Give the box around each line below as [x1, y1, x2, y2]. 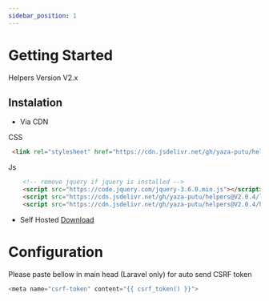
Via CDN [19, 117, 49, 126]
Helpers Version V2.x [8, 73, 78, 82]
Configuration [8, 243, 104, 261]
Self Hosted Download [19, 215, 94, 224]
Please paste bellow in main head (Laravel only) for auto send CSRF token [8, 269, 252, 279]
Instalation [8, 95, 62, 109]
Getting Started [8, 46, 114, 64]
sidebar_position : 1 [8, 11, 78, 20]
